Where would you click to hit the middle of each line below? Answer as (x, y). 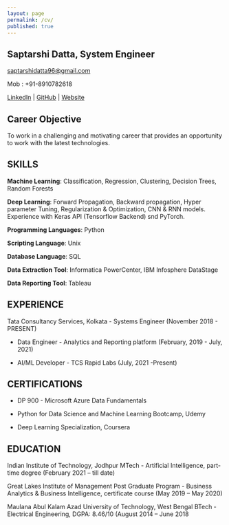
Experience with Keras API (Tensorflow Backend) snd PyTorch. (96, 216)
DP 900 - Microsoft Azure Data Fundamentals (81, 400)
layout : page (26, 13)
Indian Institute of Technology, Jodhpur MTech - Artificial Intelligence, (106, 466)
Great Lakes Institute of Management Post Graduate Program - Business (109, 486)
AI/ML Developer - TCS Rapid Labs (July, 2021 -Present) (97, 363)
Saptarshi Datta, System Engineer (81, 54)
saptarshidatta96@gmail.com (49, 71)
